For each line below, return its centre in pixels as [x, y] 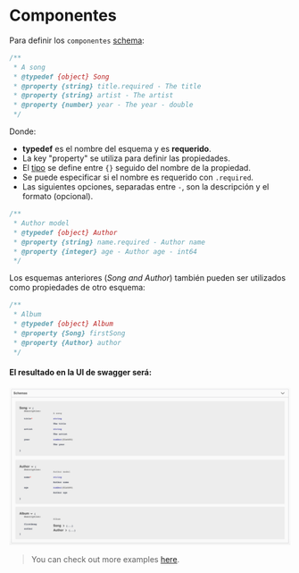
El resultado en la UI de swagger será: [80, 373]
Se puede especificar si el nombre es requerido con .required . [138, 177]
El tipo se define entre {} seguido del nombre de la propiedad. [137, 168]
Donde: [23, 131]
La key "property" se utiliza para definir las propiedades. [126, 158]
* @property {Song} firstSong [69, 333]
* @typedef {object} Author [65, 232]
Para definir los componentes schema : [77, 40]
